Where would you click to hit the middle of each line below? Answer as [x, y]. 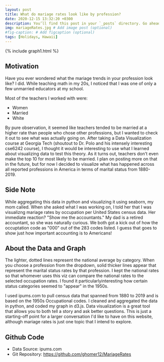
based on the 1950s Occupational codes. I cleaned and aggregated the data [81, 301]
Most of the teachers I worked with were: [46, 98]
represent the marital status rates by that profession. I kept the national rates [82, 271]
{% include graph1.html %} [32, 51]
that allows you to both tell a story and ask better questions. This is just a [78, 311]
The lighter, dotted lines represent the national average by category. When [80, 260]
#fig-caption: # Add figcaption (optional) [50, 32]
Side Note [20, 190]
